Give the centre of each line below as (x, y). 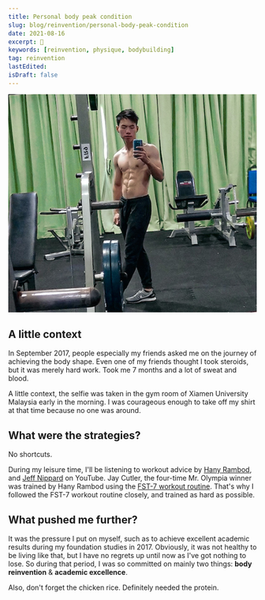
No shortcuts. (30, 455)
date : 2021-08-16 (37, 33)
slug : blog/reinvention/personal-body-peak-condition (99, 25)
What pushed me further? (73, 520)
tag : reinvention (37, 58)
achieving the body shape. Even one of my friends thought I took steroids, (129, 362)
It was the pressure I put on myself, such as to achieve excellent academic (129, 538)
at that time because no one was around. (75, 411)
